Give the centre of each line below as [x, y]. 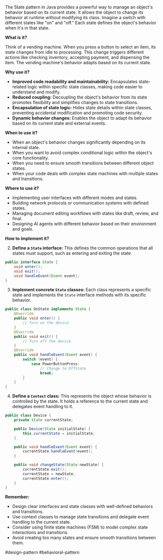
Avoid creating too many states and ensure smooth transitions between [84, 538]
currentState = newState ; [49, 474]
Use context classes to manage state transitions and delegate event [81, 517]
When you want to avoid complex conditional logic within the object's [82, 153]
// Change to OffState [63, 368]
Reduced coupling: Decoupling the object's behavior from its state [80, 97]
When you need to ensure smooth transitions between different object [83, 163]
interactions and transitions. [40, 533]
